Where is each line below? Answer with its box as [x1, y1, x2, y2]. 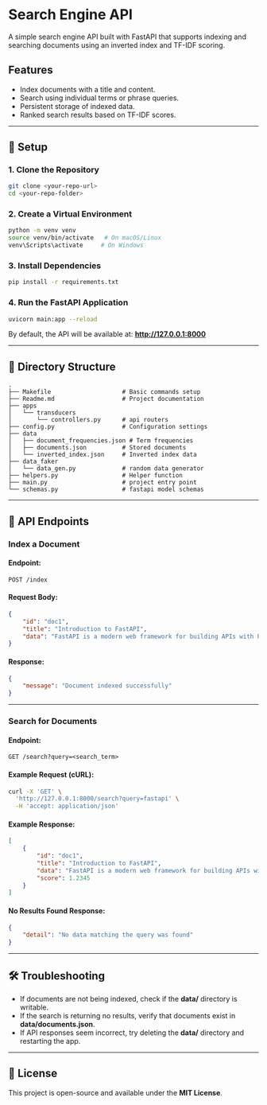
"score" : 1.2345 [37, 873, 91, 882]
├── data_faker [8, 457, 59, 466]
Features [8, 64, 53, 77]
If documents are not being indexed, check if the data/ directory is [19, 994, 238, 1003]
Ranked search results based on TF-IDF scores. [19, 110, 176, 119]
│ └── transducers [8, 409, 77, 417]
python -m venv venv [8, 227, 77, 235]
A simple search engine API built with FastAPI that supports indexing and [8, 32, 246, 41]
